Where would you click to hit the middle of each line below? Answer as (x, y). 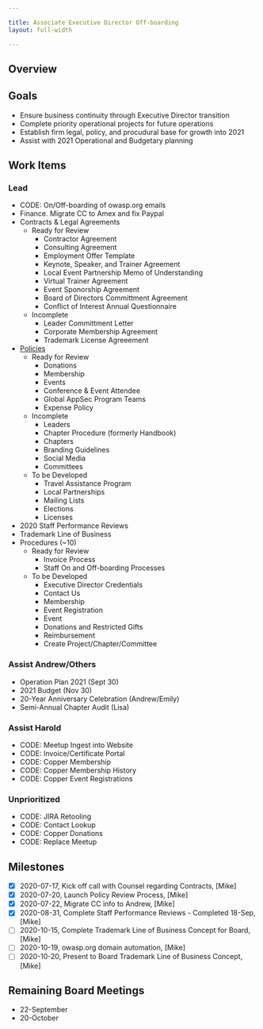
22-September (44, 1010)
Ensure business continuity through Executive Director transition (124, 115)
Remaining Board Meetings (76, 990)
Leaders (57, 425)
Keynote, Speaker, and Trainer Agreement (112, 264)
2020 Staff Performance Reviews (74, 526)
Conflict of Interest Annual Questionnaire (110, 306)
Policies (32, 349)
